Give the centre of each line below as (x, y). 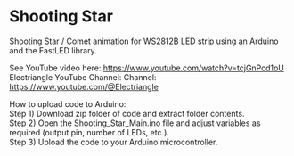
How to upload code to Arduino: (68, 103)
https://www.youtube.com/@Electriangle (84, 86)
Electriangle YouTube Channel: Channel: (83, 77)
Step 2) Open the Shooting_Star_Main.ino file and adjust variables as (135, 123)
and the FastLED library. (53, 50)
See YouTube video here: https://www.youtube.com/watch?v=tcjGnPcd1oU (147, 68)
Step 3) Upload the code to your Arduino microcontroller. (114, 142)
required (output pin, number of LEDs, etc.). (89, 132)
